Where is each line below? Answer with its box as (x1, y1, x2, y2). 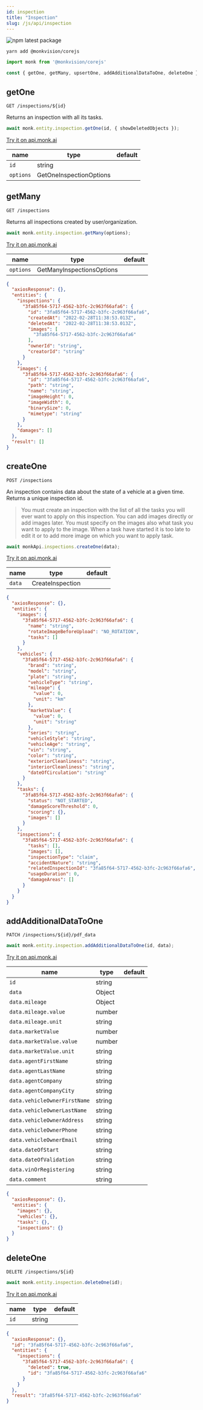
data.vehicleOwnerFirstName (9, 1097, 90, 1104)
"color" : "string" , (28, 753, 77, 759)
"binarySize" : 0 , (28, 405, 71, 411)
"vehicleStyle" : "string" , (28, 736, 96, 742)
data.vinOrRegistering (9, 1166, 74, 1173)
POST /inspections (6, 477, 53, 483)
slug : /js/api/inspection (6, 20, 71, 26)
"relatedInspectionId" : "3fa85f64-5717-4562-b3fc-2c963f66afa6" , (28, 865, 196, 871)
